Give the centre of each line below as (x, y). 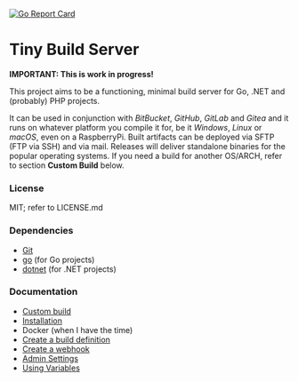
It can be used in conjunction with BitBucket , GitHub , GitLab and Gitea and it (149, 118)
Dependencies (41, 231)
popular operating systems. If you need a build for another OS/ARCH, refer (146, 155)
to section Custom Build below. (67, 165)
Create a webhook (56, 349)
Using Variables (51, 368)
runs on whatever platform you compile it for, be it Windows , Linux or (136, 127)
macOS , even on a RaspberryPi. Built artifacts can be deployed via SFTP (142, 137)
